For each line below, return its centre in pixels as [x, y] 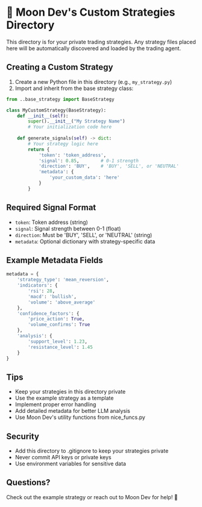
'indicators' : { [38, 285]
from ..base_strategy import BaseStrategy [60, 99]
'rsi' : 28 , [42, 291]
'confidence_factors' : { [48, 313]
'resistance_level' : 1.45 [61, 347]
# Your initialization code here [70, 127]
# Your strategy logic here [63, 144]
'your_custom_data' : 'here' [84, 177]
